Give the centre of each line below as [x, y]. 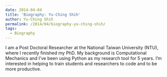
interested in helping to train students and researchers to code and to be [81, 64]
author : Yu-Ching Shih [29, 19]
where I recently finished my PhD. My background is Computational [76, 53]
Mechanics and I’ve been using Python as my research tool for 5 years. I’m [83, 58]
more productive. [23, 69]
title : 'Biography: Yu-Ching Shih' [43, 15]
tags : [11, 29]
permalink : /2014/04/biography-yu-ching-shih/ [55, 24]
